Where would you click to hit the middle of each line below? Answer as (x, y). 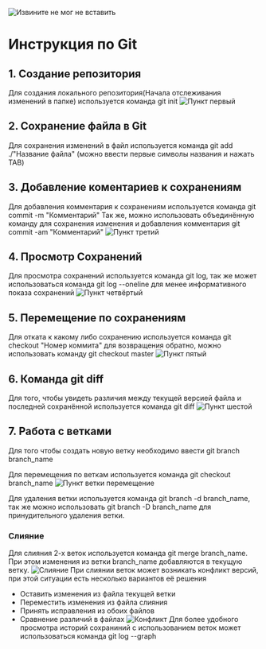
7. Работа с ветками (60, 431)
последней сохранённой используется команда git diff (102, 406)
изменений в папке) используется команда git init (93, 101)
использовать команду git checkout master (81, 354)
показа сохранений (41, 293)
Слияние (26, 535)
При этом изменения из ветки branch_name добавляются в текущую (125, 562)
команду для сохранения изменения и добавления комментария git (124, 223)
